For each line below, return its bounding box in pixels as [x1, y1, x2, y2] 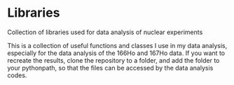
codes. [7, 71, 27, 79]
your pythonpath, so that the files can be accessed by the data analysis [7, 63, 214, 72]
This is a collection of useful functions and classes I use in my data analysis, [7, 41, 228, 49]
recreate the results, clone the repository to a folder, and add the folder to [7, 56, 220, 64]
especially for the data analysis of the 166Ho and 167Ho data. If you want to [7, 49, 226, 57]
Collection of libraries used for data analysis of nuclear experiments [7, 28, 203, 36]
